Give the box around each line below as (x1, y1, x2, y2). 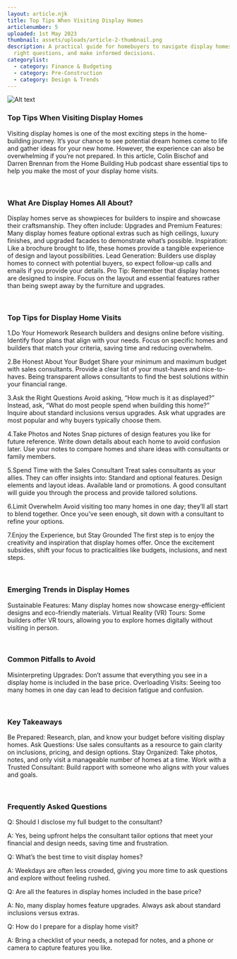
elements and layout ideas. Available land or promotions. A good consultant (7, 481, 227, 489)
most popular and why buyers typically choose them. (7, 416, 162, 424)
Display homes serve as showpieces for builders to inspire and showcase (7, 213, 221, 222)
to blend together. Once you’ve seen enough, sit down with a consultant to (7, 510, 224, 518)
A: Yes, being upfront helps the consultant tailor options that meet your (7, 831, 214, 840)
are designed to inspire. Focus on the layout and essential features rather (7, 273, 220, 282)
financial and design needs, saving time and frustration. (7, 839, 169, 847)
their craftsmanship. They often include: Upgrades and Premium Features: (7, 221, 223, 230)
